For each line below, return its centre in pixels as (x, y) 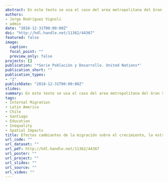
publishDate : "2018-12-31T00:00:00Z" (44, 84)
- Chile (13, 112)
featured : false (22, 38)
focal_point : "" (26, 51)
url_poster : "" (21, 154)
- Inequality (19, 126)
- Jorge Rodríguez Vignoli (33, 19)
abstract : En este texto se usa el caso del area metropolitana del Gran (84, 10)
